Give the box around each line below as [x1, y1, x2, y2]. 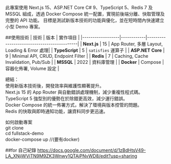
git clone [5, 125, 24, 131]
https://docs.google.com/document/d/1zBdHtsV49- [37, 147, 146, 153]
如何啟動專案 [5, 119, 32, 125]
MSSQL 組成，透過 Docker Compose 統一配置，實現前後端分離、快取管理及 [5, 11, 165, 17]
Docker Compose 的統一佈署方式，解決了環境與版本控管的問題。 [5, 102, 142, 108]
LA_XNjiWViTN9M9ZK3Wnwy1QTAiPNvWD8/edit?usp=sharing [5, 153, 137, 159]
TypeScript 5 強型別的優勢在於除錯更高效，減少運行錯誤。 [5, 96, 128, 101]
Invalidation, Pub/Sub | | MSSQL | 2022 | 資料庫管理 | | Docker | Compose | [5, 59, 164, 65]
